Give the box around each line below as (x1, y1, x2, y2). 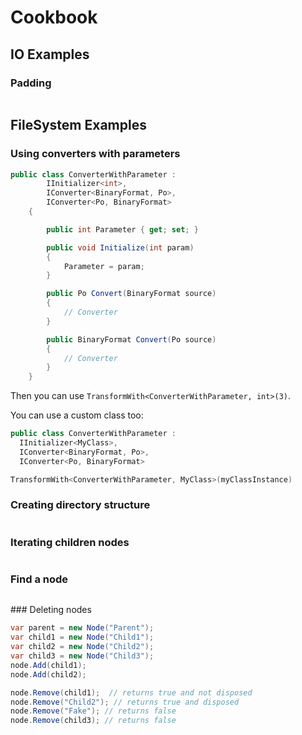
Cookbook (10, 6, 98, 29)
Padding (10, 76, 52, 90)
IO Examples (10, 46, 90, 63)
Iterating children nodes (10, 535, 130, 549)
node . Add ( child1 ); (10, 660, 87, 670)
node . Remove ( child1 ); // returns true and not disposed (10, 687, 253, 698)
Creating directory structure (10, 498, 151, 512)
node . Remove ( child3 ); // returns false (10, 716, 177, 726)
